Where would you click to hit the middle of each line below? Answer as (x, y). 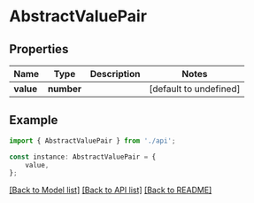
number (65, 89)
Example (34, 120)
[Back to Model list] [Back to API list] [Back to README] (111, 190)
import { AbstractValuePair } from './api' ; (92, 141)
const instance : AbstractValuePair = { (83, 157)
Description (115, 74)
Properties (39, 49)
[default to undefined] (195, 89)
